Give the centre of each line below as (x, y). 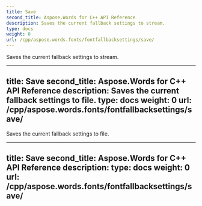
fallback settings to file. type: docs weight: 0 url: (99, 100)
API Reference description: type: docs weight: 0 (98, 168)
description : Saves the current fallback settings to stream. (86, 23)
